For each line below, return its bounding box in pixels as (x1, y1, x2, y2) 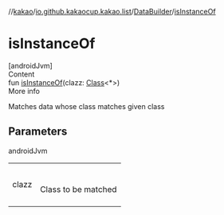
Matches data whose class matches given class (8, 101, 165, 111)
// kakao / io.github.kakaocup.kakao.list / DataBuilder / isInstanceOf (8, 7, 217, 16)
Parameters (8, 125, 68, 139)
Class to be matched (39, 183, 117, 194)
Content (8, 69, 35, 79)
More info (8, 86, 41, 96)
